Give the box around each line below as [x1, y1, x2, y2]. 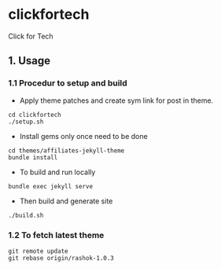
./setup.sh [8, 118, 44, 126]
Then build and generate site [19, 196, 113, 206]
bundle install [8, 153, 58, 162]
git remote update [8, 247, 68, 255]
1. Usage [8, 54, 51, 67]
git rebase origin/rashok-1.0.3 [8, 254, 114, 262]
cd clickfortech [8, 111, 61, 119]
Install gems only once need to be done [19, 131, 148, 140]
